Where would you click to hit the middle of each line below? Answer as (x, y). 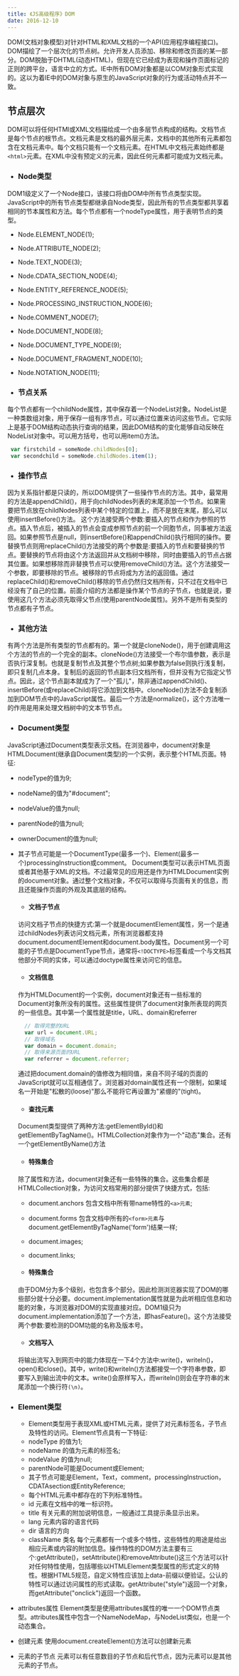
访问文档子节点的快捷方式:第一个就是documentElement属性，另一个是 (120, 924)
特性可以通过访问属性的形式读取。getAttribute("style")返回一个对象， (129, 1584)
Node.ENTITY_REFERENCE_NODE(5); (73, 289)
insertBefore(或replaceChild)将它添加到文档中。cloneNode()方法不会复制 (115, 690)
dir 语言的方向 (49, 1531)
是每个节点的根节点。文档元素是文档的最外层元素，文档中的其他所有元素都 (116, 138)
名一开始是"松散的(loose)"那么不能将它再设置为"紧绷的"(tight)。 (111, 1091)
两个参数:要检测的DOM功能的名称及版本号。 (82, 1325)
